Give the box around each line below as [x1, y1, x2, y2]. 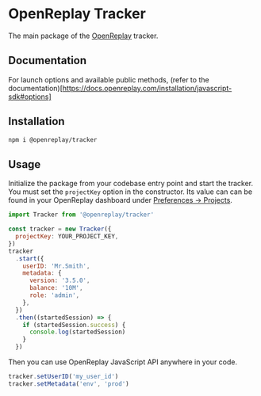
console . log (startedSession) [29, 328, 126, 337]
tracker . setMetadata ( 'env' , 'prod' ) [8, 379, 129, 388]
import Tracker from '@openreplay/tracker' [8, 211, 155, 219]
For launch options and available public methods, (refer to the [8, 74, 209, 84]
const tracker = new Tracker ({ [8, 225, 112, 234]
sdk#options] [8, 92, 52, 101]
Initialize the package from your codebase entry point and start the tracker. [8, 179, 254, 188]
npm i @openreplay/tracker [8, 135, 98, 143]
